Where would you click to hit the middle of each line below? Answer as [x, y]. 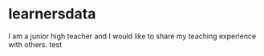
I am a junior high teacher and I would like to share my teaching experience [132, 36]
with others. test [35, 44]
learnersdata [52, 14]
